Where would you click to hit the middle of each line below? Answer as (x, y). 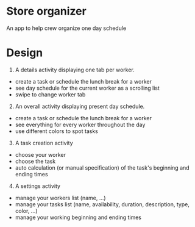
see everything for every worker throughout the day (80, 124)
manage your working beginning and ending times (78, 217)
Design (25, 53)
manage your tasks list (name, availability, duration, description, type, (102, 204)
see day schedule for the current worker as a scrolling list (87, 88)
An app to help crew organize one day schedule (66, 28)
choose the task (35, 161)
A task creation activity (44, 143)
